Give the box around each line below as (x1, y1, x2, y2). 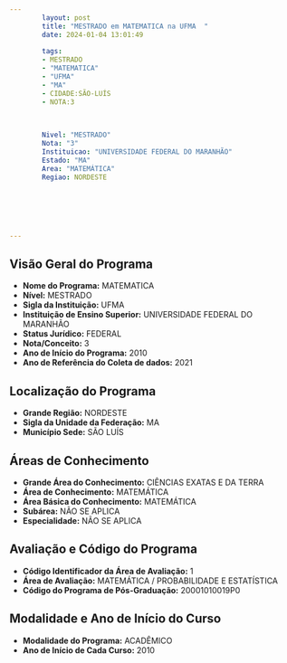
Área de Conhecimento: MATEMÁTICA (22, 487, 169, 497)
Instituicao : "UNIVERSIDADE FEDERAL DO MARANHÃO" (42, 147, 233, 156)
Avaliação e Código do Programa (9, 542, 197, 557)
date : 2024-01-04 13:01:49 (42, 30, 144, 39)
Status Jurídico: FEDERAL (22, 328, 122, 339)
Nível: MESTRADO (22, 290, 92, 301)
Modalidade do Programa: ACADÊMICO (22, 635, 173, 646)
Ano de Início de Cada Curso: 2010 (22, 644, 156, 656)
